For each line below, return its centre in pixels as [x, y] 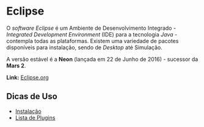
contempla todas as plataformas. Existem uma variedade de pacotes [93, 41]
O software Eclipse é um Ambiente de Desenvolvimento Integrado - [91, 28]
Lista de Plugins [35, 117]
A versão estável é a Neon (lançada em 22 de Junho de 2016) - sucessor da [102, 59]
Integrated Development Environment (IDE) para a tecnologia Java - [92, 34]
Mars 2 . [16, 66]
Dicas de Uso [32, 96]
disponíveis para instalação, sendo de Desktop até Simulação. [85, 47]
